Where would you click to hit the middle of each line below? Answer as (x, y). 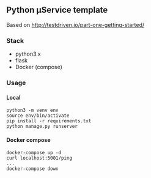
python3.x (28, 54)
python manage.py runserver (42, 127)
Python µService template (57, 10)
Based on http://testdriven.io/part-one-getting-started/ (75, 24)
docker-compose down (33, 169)
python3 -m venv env (33, 110)
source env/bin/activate (38, 116)
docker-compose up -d (34, 153)
